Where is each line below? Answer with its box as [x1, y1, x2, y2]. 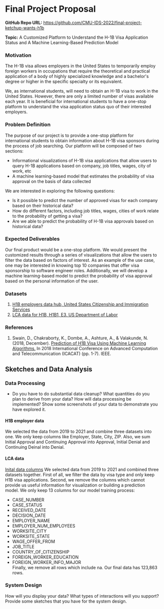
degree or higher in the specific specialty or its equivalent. [5, 78, 123, 84]
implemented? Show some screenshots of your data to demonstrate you [12, 401, 158, 407]
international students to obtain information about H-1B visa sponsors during [5, 137, 159, 143]
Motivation [5, 51, 32, 58]
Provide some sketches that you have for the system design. [5, 598, 127, 604]
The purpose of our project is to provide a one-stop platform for [5, 132, 134, 138]
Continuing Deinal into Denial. [5, 444, 65, 450]
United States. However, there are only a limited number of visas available [5, 93, 154, 99]
